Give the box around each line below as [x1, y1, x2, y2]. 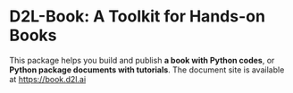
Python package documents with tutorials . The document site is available [9, 64, 285, 75]
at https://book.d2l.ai [9, 73, 87, 84]
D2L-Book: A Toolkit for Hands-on [9, 6, 266, 27]
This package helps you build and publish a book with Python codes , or [9, 55, 275, 65]
